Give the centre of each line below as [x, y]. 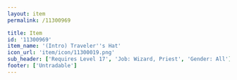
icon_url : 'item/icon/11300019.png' [61, 53]
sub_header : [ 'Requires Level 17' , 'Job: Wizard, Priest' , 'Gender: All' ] [120, 59]
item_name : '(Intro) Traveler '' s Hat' [64, 46]
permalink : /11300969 [39, 20]
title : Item [25, 33]
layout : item [26, 14]
